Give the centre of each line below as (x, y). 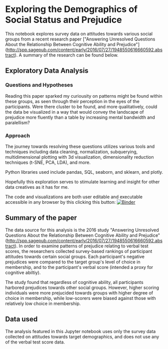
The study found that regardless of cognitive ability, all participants (74, 282)
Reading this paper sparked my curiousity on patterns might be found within (84, 96)
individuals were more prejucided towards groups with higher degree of (79, 293)
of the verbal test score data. (35, 342)
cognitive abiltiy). (23, 272)
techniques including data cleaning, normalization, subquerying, (71, 152)
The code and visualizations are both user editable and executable (74, 197)
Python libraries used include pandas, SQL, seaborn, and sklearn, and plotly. (84, 172)
